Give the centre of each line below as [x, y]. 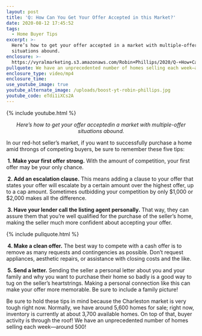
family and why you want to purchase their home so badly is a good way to [99, 276]
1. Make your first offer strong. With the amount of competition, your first [99, 161]
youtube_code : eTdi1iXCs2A [40, 96]
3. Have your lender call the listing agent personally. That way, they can [98, 210]
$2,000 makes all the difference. [47, 198]
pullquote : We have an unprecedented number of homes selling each [93, 68]
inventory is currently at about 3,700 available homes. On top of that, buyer [99, 314]
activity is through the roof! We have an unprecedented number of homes [97, 320]
